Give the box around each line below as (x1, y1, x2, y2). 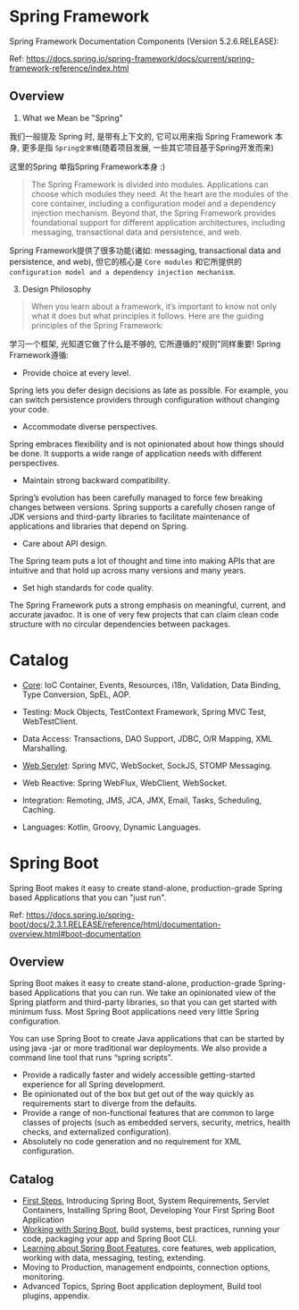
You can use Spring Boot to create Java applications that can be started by (9, 1034, 285, 1044)
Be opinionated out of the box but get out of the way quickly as (21, 1089, 254, 1100)
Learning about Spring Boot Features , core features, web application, (21, 1243, 277, 1254)
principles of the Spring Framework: (30, 319, 163, 330)
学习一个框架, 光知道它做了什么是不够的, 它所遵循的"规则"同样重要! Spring (9, 338, 281, 349)
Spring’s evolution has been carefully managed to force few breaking (9, 492, 263, 503)
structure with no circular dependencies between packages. (9, 618, 231, 629)
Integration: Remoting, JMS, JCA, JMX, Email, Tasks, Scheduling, (21, 795, 262, 805)
